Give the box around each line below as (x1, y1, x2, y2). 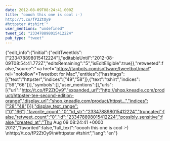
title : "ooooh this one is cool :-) (5, 12, 82, 17)
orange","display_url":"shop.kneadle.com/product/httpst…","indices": (5, 98, 148, 104)
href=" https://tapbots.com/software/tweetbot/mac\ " (42, 65, 152, 71)
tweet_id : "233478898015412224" (5, 31, 73, 36)
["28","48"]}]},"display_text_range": (5, 103, 78, 109)
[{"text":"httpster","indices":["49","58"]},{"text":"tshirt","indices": (5, 76, 140, 82)
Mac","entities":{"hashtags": (66, 71, 125, 77)
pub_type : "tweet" (5, 36, 44, 41)
